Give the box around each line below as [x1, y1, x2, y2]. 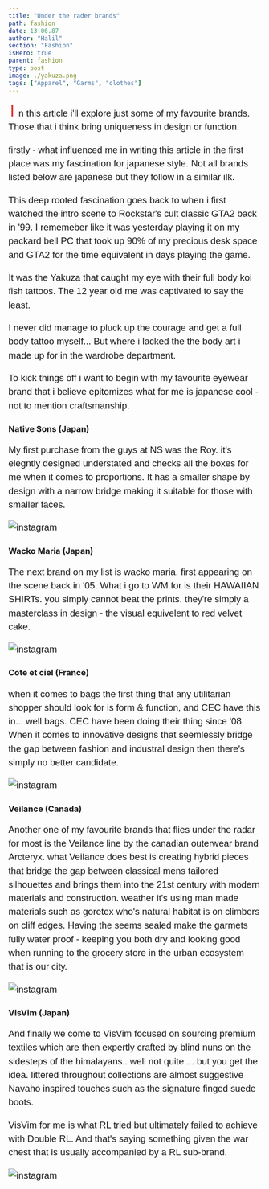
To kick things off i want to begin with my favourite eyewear [8, 372, 249, 384]
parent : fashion [8, 57, 63, 65]
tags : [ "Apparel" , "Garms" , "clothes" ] [8, 79, 142, 87]
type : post [8, 64, 45, 72]
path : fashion [8, 19, 56, 27]
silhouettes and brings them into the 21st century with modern [8, 878, 260, 890]
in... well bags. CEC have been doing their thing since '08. [8, 715, 245, 728]
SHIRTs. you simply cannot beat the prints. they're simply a [8, 593, 249, 605]
